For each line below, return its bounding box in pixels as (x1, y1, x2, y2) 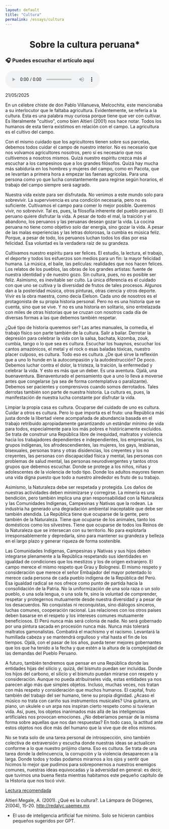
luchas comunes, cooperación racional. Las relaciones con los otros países (5, 607, 161, 613)
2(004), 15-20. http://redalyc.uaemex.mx (5, 802, 90, 809)
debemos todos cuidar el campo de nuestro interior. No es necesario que (5, 144, 157, 150)
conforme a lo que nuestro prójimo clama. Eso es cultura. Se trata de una (5, 745, 157, 751)
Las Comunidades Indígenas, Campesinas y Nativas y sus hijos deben (5, 548, 151, 554)
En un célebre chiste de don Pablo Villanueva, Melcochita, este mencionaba (5, 102, 163, 108)
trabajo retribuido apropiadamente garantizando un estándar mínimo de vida (5, 420, 164, 426)
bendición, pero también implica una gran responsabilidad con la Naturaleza (5, 495, 164, 501)
